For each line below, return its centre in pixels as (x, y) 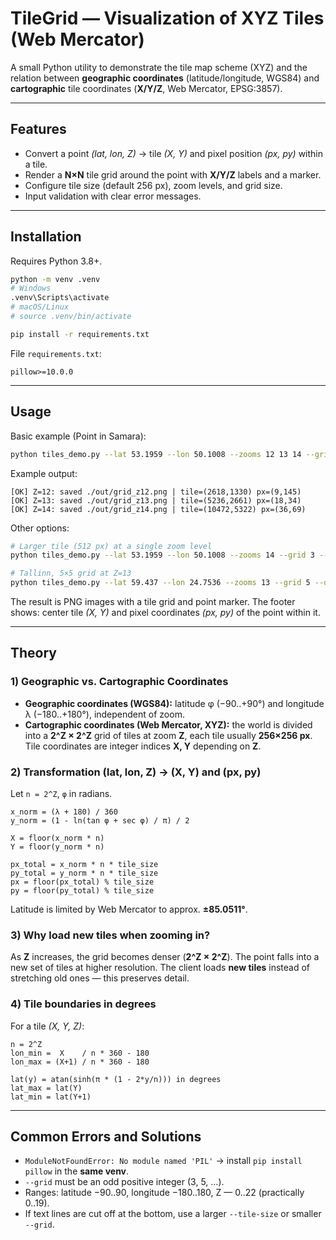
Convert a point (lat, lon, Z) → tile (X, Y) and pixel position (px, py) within (174, 153)
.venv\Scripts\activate (60, 298)
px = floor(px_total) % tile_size (82, 882)
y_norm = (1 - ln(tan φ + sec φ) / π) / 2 (100, 820)
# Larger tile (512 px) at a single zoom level (111, 546)
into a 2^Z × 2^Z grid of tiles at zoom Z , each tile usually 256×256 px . (168, 735)
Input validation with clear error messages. (113, 196)
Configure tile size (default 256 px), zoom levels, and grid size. (153, 185)
